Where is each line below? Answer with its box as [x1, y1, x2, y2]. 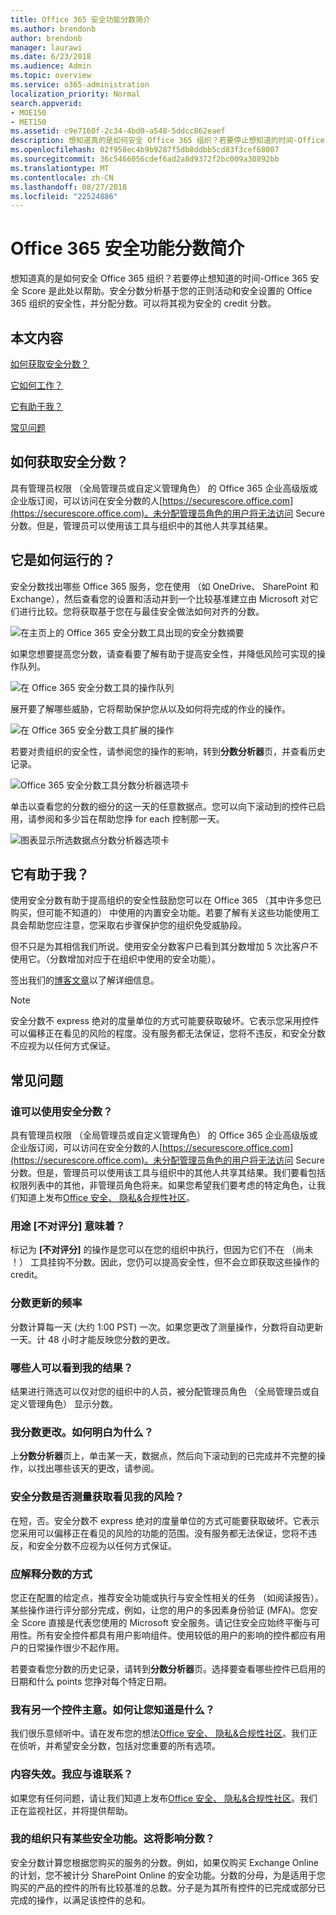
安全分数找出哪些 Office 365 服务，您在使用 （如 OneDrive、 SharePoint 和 [10, 580, 319, 592]
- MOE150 [10, 107, 47, 118]
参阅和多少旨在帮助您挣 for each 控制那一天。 [36, 812, 225, 825]
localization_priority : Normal [10, 89, 141, 99]
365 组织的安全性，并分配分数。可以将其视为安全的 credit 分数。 [10, 297, 277, 310]
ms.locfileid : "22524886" [10, 191, 118, 201]
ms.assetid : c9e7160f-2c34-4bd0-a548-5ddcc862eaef [10, 126, 226, 136]
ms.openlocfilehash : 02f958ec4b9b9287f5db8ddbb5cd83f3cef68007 [10, 145, 280, 155]
